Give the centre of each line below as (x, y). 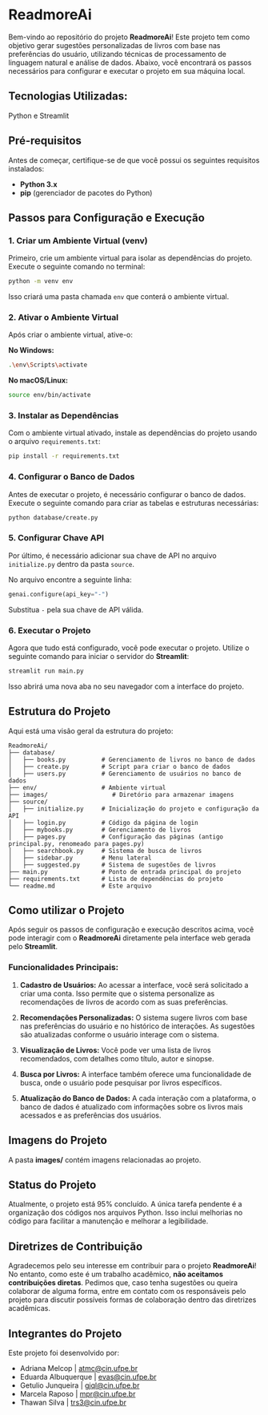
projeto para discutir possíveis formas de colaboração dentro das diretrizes (132, 1300)
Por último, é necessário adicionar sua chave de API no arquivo (113, 556)
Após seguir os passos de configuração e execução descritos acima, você (131, 930)
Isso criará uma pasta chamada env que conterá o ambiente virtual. (119, 297)
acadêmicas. (29, 1308)
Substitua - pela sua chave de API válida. (76, 609)
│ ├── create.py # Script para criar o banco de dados (119, 766)
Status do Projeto (52, 1185)
